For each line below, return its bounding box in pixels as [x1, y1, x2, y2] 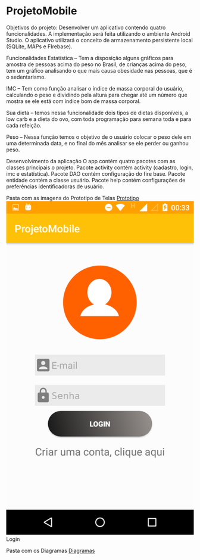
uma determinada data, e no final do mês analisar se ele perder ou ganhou [6, 139, 189, 147]
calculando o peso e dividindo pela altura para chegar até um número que [6, 91, 187, 98]
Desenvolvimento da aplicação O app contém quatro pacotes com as [6, 157, 176, 164]
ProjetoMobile [6, 4, 77, 18]
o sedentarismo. [6, 73, 46, 80]
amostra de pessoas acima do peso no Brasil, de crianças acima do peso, [6, 61, 187, 68]
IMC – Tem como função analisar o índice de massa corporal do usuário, [6, 85, 184, 92]
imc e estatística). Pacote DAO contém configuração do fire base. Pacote [6, 170, 186, 177]
